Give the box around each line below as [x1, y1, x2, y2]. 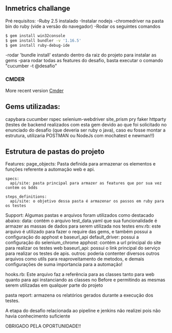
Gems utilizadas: [5, 102, 61, 111]
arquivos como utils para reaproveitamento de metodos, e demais [5, 256, 145, 262]
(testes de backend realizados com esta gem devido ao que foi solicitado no [5, 121, 167, 127]
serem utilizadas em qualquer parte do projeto [5, 282, 103, 288]
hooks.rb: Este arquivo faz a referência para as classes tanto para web [5, 271, 155, 277]
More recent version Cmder [5, 87, 64, 94]
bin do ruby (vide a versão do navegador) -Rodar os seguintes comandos [5, 23, 161, 29]
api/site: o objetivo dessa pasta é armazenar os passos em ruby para [10, 199, 164, 204]
